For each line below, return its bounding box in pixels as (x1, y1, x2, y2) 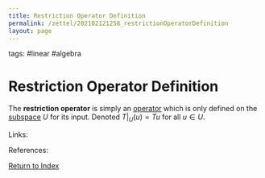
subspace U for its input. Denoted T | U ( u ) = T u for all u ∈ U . (8, 112, 205, 124)
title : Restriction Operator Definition (8, 11, 147, 20)
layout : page (8, 27, 52, 35)
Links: (8, 130, 28, 139)
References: (8, 146, 48, 155)
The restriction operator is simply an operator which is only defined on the (8, 104, 258, 114)
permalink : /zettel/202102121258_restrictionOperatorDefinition (8, 19, 229, 27)
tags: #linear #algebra (8, 49, 82, 59)
